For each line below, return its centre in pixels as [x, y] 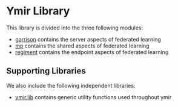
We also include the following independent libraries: [71, 85]
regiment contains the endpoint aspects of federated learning [92, 52]
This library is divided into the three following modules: [75, 28]
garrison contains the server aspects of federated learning [88, 39]
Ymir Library [38, 11]
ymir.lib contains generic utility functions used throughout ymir [93, 97]
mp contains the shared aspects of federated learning [82, 46]
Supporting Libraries [46, 71]
